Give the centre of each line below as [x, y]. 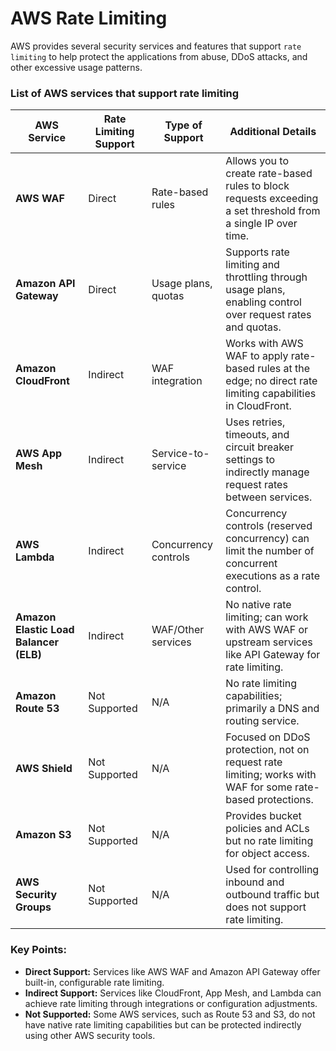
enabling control [263, 302]
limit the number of [270, 551]
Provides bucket [263, 816]
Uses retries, [255, 422]
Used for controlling [272, 870]
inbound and [255, 882]
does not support [266, 907]
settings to [250, 460]
